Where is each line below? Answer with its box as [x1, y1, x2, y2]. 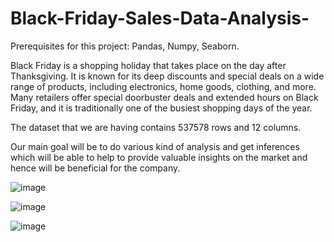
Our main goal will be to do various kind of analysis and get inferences [10, 140, 300, 152]
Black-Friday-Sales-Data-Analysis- [10, 7, 310, 30]
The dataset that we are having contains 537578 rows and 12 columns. [10, 121, 302, 133]
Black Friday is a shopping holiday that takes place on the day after [10, 59, 287, 71]
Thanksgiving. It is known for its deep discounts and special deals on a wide [10, 70, 325, 82]
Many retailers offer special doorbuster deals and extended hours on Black [10, 91, 319, 103]
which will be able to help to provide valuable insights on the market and [10, 151, 308, 163]
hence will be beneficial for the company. [10, 162, 181, 174]
